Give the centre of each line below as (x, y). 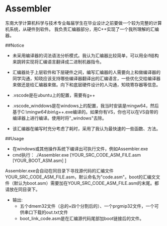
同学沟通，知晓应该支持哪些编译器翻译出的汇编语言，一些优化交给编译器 (86, 78)
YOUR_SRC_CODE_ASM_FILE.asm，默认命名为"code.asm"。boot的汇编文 (81, 177)
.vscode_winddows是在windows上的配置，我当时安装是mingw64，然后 (85, 106)
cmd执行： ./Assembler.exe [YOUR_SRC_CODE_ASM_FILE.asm (77, 155)
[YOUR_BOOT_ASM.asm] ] (39, 160)
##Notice (15, 45)
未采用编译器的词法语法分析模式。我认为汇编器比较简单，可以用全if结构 (85, 56)
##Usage (15, 138)
